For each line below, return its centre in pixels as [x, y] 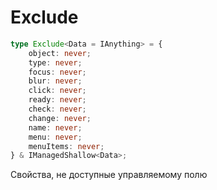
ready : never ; [57, 100]
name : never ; [55, 127]
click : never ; [57, 91]
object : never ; [60, 53]
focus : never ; [57, 72]
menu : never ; [55, 137]
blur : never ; [55, 81]
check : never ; [57, 109]
